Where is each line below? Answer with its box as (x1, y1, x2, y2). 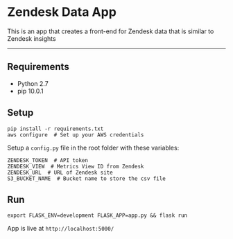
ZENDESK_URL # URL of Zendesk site (7, 169, 113, 176)
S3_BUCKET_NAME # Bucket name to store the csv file (7, 175, 166, 182)
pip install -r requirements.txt (7, 125, 104, 132)
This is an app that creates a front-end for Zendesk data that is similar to (7, 27, 214, 35)
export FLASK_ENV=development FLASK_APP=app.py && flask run (7, 212, 188, 219)
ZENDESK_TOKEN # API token (7, 157, 89, 163)
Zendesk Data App (7, 4, 116, 20)
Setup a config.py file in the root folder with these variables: (7, 143, 180, 152)
